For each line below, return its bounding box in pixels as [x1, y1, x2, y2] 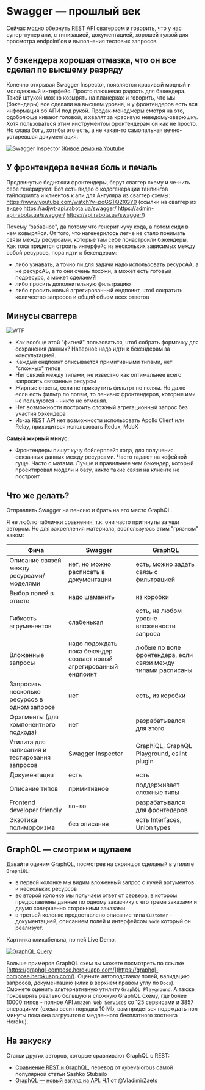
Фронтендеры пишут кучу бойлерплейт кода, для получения [15, 447, 174, 454]
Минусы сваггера [6, 310, 77, 321]
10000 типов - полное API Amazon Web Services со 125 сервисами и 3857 [6, 998, 194, 1006]
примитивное [68, 785, 109, 793]
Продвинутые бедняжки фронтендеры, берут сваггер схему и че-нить [6, 178, 190, 186]
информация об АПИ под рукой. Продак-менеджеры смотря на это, [6, 107, 185, 114]
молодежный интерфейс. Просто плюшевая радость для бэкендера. [6, 87, 186, 95]
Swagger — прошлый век [6, 4, 141, 18]
